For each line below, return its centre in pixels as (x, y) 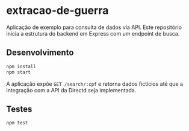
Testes (19, 109)
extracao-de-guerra (57, 11)
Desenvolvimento (40, 53)
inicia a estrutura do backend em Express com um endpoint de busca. (93, 33)
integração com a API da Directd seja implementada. (71, 90)
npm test (17, 123)
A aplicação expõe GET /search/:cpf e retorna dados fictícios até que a (95, 84)
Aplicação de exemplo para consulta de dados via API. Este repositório (94, 27)
